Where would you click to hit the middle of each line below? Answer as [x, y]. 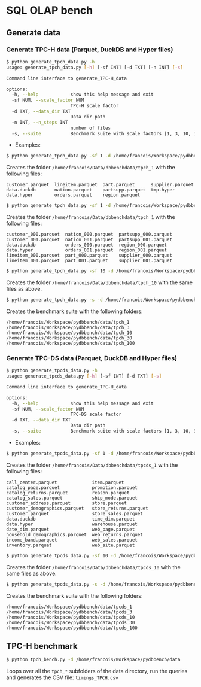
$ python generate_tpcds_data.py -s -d [56, 584]
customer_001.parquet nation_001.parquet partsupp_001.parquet [89, 240]
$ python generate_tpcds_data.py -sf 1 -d [60, 453]
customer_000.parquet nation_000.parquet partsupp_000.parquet [89, 235]
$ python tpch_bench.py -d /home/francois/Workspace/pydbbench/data [93, 660]
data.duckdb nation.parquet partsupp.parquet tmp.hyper [91, 190]
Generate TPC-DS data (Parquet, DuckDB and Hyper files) [92, 358]
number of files [91, 128]
